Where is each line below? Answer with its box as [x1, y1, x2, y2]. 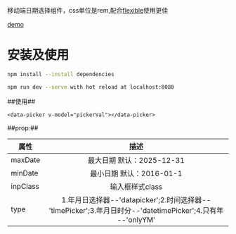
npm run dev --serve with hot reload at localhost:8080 [7, 83, 174, 90]
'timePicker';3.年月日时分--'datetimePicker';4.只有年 [48, 205, 224, 215]
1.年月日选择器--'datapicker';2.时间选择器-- [61, 195, 211, 204]
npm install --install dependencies [7, 70, 114, 78]
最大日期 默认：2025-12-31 [87, 155, 185, 165]
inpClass [11, 181, 40, 191]
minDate [11, 168, 39, 178]
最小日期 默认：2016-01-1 [90, 168, 183, 178]
